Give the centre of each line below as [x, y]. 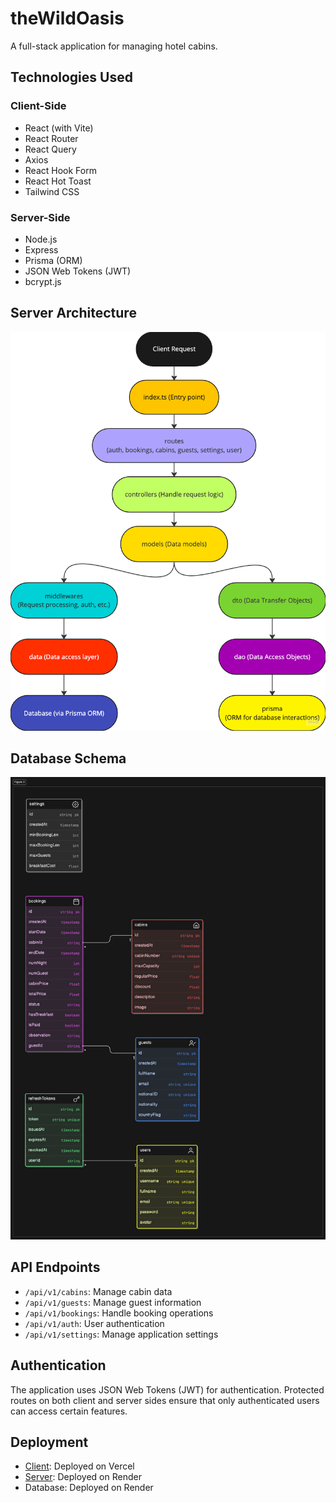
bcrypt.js [43, 281]
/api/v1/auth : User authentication [94, 1323]
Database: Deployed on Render [89, 1488]
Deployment [49, 1442]
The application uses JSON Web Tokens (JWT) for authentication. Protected [167, 1389]
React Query [50, 149]
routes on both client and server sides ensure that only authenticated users [165, 1400]
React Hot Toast [58, 181]
